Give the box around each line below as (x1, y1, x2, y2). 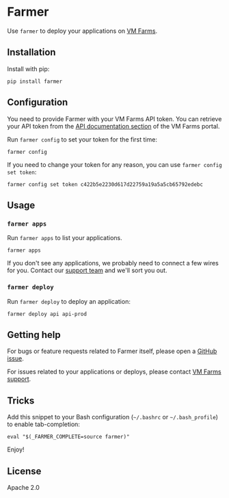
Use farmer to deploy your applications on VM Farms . (7, 27, 158, 35)
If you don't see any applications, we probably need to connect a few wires (7, 259, 219, 267)
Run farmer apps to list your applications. (7, 234, 122, 242)
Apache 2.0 (7, 483, 40, 491)
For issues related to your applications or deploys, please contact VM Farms (7, 367, 221, 376)
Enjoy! (7, 445, 25, 454)
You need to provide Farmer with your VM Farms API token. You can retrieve (7, 114, 222, 123)
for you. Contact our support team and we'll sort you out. (7, 266, 167, 274)
